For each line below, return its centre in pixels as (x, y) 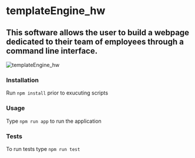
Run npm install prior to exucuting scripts (57, 93)
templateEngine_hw (56, 11)
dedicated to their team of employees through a (95, 41)
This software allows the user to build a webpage (98, 33)
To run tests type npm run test (43, 149)
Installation (23, 80)
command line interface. (52, 51)
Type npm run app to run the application (54, 121)
